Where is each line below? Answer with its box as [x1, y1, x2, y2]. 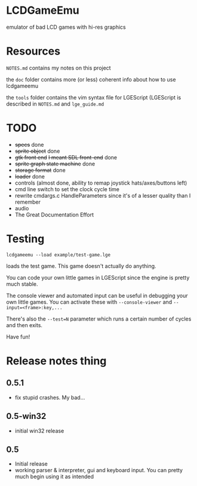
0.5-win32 [6, 411, 47, 421]
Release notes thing [6, 354, 107, 367]
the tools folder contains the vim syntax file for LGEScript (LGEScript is [6, 93, 181, 101]
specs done [14, 141, 44, 148]
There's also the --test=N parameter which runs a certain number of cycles [6, 315, 192, 322]
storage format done [14, 166, 66, 174]
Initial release [14, 460, 48, 467]
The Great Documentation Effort [14, 211, 94, 218]
